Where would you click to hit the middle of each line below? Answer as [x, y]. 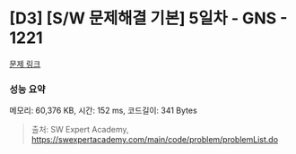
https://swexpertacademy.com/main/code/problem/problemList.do [155, 140]
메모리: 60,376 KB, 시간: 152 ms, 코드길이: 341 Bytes [103, 111]
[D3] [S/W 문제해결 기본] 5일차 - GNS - [148, 18]
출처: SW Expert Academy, [80, 130]
